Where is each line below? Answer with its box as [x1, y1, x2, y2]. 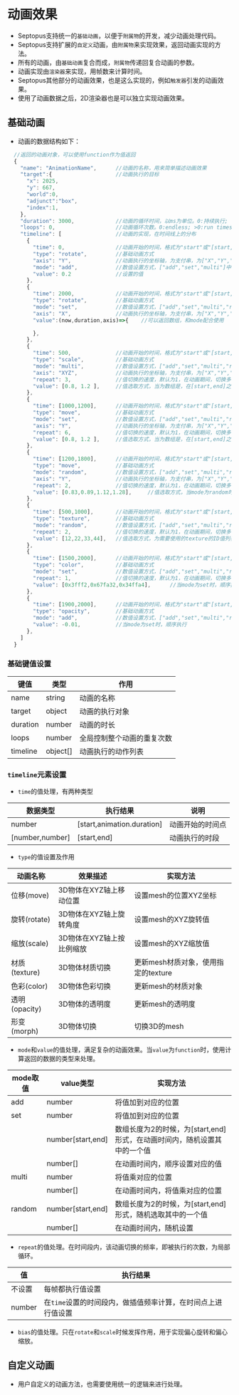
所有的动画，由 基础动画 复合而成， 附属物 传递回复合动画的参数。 [17, 58, 199, 66]
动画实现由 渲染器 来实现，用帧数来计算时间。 [17, 67, 147, 76]
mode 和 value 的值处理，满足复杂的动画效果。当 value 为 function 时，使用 [17, 1045, 225, 1054]
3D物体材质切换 [58, 963, 112, 973]
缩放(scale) [11, 938, 49, 948]
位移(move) [11, 891, 50, 901]
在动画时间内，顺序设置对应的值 [115, 1159, 223, 1169]
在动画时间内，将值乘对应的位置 [115, 1186, 223, 1196]
